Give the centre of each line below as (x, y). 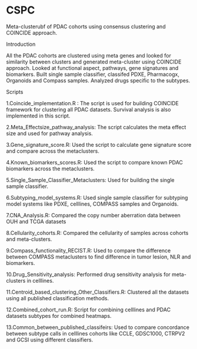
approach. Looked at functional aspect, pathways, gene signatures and (92, 68)
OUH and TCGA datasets (36, 222)
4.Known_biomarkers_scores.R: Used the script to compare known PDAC (95, 162)
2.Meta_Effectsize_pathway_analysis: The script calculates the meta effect (96, 127)
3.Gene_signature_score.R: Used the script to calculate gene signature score (99, 145)
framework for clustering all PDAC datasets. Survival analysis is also (89, 109)
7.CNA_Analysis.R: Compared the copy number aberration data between (94, 215)
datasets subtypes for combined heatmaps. (59, 316)
